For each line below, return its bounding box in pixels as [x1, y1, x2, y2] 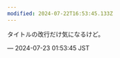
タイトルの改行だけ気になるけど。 [7, 30, 105, 38]
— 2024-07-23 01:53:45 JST [7, 43, 90, 52]
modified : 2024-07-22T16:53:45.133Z [7, 10, 113, 17]
